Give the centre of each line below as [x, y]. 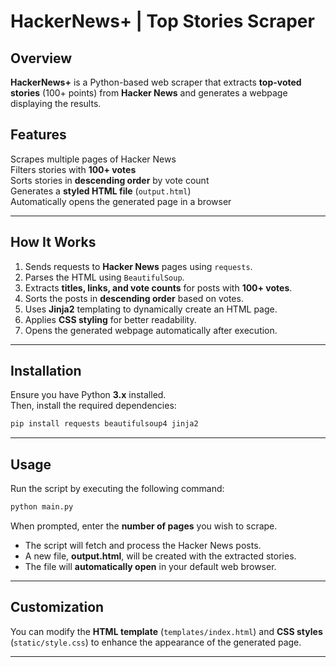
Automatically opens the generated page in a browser [121, 201]
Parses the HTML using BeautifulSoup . [104, 277]
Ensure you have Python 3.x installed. [88, 395]
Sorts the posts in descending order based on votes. [134, 298]
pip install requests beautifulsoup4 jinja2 [104, 424]
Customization [57, 607]
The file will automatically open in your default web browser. [150, 566]
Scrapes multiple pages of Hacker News [93, 159]
